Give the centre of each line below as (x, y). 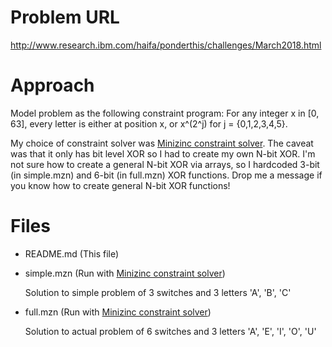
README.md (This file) (72, 253)
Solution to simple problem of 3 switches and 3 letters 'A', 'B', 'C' (158, 292)
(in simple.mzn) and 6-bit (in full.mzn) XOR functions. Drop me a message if (166, 175)
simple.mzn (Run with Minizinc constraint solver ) (125, 273)
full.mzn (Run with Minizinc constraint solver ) (118, 312)
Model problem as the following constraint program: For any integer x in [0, (165, 113)
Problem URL (65, 17)
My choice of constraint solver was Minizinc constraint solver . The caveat (162, 143)
